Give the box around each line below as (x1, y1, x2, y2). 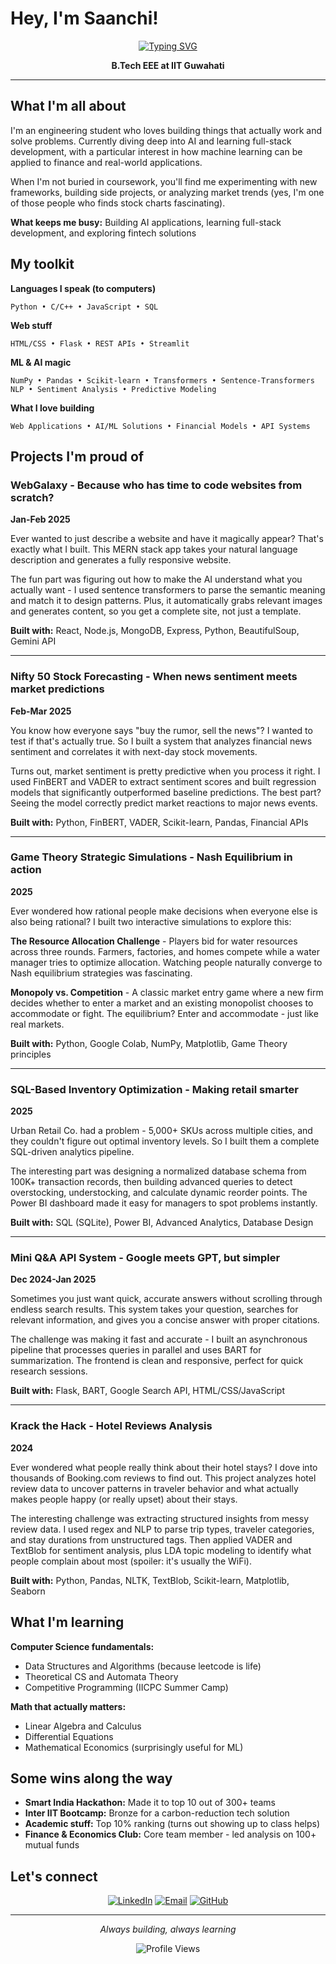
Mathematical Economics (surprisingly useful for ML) (24, 1741, 244, 1753)
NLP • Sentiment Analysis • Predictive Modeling (10, 384, 217, 394)
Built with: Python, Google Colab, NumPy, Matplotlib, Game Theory (10, 1037, 288, 1049)
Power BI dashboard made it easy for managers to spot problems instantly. (10, 1197, 318, 1209)
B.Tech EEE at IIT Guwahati (111, 59, 225, 71)
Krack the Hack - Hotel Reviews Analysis (10, 1419, 213, 1433)
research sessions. (10, 1365, 88, 1377)
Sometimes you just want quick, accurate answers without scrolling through (10, 1293, 323, 1305)
